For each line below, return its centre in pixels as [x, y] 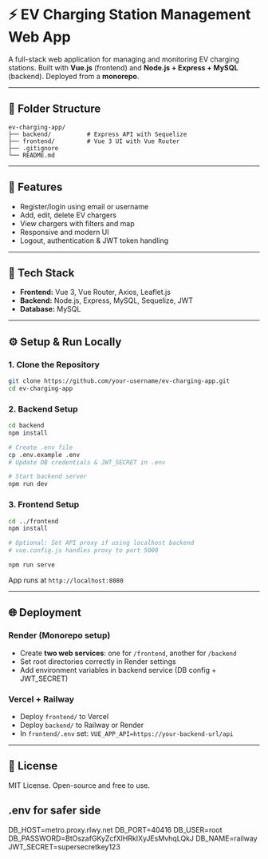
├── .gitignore [33, 148]
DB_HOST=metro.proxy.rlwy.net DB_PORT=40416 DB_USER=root [115, 829]
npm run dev [28, 484]
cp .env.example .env [44, 455]
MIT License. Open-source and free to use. [79, 785]
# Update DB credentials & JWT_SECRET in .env [87, 462]
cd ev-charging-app [41, 388]
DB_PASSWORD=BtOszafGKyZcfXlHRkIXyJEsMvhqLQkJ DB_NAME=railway [133, 838]
